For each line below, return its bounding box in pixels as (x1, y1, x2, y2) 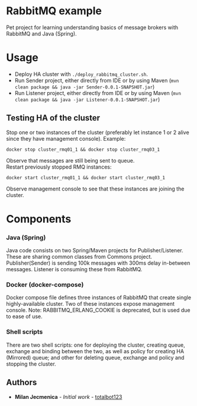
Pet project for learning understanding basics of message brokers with (6, 24, 179, 31)
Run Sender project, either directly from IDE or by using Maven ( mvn (14, 77, 179, 84)
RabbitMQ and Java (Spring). (6, 30, 77, 37)
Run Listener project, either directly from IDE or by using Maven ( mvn (14, 89, 182, 96)
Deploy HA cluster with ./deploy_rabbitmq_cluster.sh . (14, 70, 148, 78)
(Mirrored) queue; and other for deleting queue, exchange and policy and (6, 354, 185, 361)
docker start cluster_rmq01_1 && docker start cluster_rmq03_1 (6, 175, 166, 180)
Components (6, 212, 72, 226)
